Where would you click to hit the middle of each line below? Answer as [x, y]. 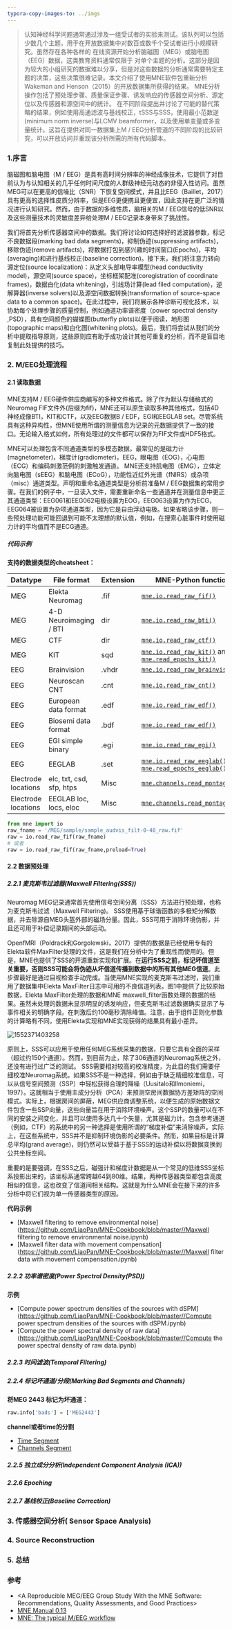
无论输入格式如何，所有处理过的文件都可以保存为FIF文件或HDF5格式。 [119, 434]
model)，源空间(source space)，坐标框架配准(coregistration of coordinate [113, 275]
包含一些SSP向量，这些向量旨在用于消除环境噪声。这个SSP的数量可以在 [115, 1109]
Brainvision [66, 670]
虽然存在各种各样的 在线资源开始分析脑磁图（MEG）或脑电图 [123, 51]
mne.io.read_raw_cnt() [178, 686]
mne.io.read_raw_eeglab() [184, 761]
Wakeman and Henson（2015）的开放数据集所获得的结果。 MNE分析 [122, 86]
